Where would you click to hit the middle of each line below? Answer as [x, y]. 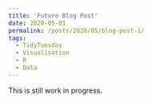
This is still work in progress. [55, 90]
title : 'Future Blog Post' [53, 16]
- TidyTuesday [39, 46]
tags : [17, 38]
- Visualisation [42, 53]
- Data [26, 68]
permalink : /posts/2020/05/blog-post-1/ [77, 30]
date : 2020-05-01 [37, 23]
